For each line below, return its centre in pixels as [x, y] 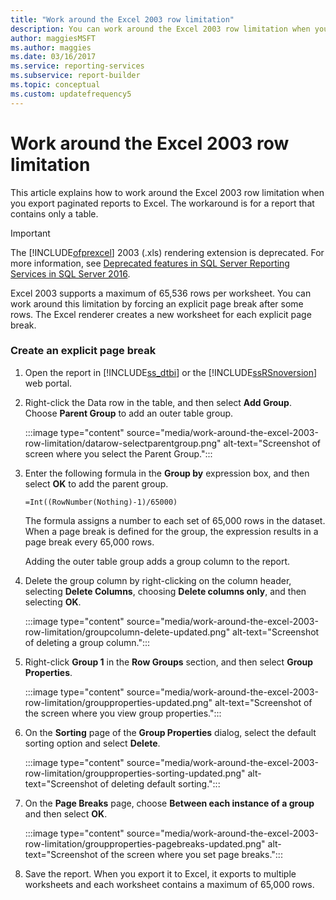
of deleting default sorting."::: [160, 783]
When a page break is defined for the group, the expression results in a [171, 531]
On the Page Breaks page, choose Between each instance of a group [169, 803]
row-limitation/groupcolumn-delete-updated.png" [127, 632]
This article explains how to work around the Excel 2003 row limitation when [167, 192]
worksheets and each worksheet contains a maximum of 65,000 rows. [169, 884]
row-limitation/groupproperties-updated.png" [118, 702]
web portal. [48, 383]
